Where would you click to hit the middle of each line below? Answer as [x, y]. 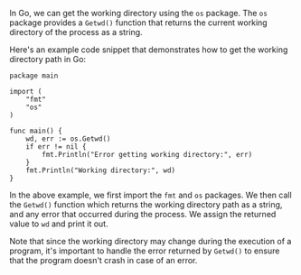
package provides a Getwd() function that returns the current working [139, 23]
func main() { [36, 131]
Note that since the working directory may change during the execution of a [150, 241]
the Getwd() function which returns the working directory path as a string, [146, 205]
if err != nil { [56, 147]
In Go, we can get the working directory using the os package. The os [139, 13]
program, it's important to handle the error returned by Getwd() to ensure [145, 251]
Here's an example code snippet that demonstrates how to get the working [149, 50]
